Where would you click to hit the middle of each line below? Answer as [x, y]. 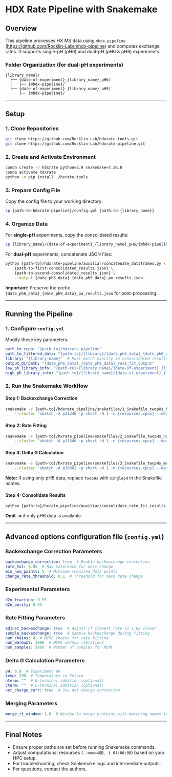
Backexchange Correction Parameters [54, 551]
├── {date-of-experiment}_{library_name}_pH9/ [60, 89]
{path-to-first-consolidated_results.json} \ [64, 268]
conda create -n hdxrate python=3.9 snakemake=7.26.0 [64, 167]
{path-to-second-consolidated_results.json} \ [65, 273]
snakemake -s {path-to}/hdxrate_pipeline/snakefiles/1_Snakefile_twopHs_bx [88, 409]
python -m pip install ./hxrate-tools [47, 177]
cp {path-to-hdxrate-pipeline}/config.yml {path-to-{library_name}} [80, 211]
